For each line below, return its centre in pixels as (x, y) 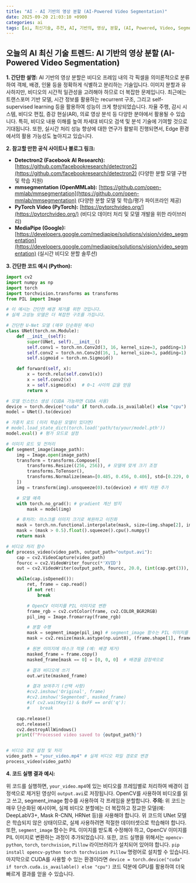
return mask (31, 536)
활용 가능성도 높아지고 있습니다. (57, 136)
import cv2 (19, 277)
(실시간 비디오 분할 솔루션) (68, 254)
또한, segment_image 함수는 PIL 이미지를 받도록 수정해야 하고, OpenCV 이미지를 (97, 830)
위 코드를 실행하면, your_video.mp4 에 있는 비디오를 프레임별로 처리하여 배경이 (94, 786)
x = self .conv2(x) (49, 380)
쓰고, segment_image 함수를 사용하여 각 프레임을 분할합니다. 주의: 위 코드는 (99, 800)
